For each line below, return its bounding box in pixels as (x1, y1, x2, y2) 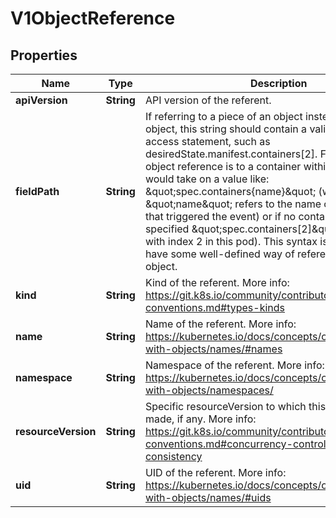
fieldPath (15, 185, 60, 198)
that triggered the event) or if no (144, 210, 297, 223)
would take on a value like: (144, 172, 270, 186)
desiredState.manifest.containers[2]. (144, 147, 318, 161)
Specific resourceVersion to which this (144, 400, 327, 413)
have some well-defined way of (144, 247, 295, 261)
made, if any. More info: (144, 412, 257, 426)
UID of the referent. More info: (144, 466, 287, 479)
